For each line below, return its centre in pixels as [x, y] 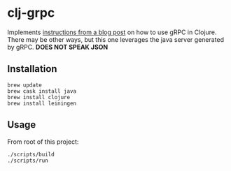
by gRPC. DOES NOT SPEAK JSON [58, 47]
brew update [24, 85]
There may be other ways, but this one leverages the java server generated [116, 39]
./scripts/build [31, 154]
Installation [32, 69]
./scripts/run [28, 161]
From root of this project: [43, 142]
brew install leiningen [42, 103]
